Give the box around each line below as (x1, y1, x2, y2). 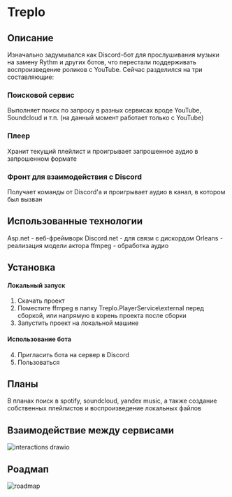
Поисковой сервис (7, 90, 75, 100)
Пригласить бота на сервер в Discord (17, 350, 129, 359)
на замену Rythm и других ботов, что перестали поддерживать (7, 58, 197, 66)
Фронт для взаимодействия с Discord (7, 172, 142, 182)
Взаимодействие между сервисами (7, 424, 175, 436)
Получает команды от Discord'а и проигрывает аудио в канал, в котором (7, 187, 226, 196)
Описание (7, 32, 54, 44)
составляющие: (7, 73, 55, 81)
